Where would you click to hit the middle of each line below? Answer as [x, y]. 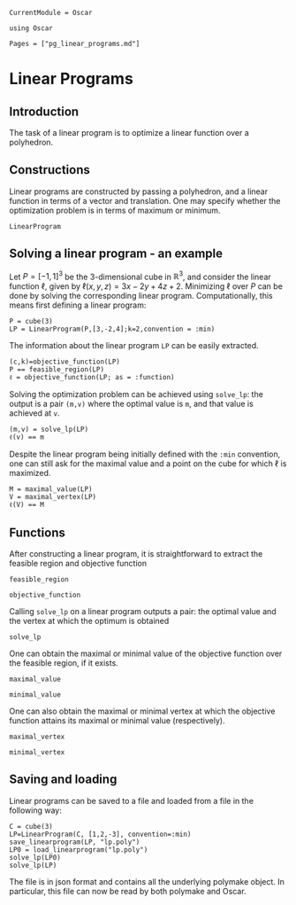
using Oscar [31, 28]
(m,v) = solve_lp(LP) [49, 430]
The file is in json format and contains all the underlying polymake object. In [147, 881]
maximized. [30, 473]
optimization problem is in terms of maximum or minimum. [115, 210]
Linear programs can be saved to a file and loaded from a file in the [132, 800]
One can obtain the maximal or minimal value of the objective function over [146, 654]
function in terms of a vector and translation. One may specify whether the [145, 200]
